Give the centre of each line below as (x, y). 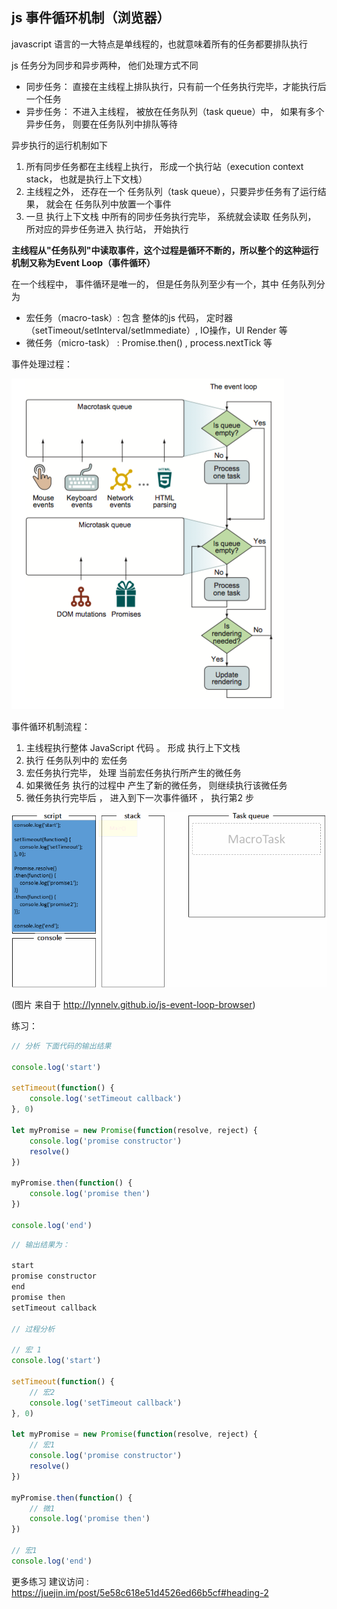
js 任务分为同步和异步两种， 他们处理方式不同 (105, 65)
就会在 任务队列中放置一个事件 (108, 204)
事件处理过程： (42, 364)
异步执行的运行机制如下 (59, 145)
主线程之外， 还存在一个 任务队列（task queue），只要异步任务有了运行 (171, 191)
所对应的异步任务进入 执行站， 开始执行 (107, 229)
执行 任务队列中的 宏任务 (76, 760)
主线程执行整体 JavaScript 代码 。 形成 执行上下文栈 (133, 747)
